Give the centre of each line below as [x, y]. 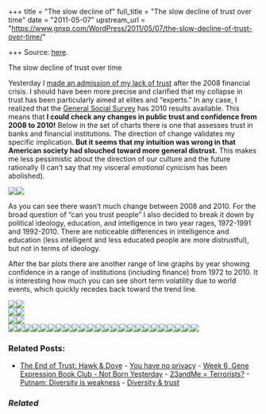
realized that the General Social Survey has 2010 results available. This [124, 108]
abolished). [27, 176]
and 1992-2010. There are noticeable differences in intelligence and [119, 231]
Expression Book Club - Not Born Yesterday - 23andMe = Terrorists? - [135, 374]
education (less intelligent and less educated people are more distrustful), [129, 240]
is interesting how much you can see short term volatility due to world [122, 281]
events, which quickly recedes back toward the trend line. [103, 289]
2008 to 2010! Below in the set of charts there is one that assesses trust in [131, 125]
